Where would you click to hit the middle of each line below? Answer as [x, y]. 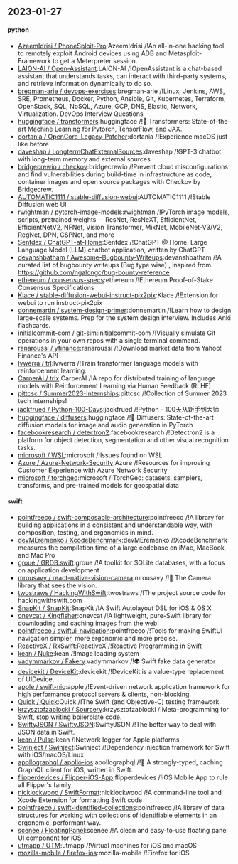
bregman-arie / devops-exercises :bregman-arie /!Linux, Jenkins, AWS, [121, 91]
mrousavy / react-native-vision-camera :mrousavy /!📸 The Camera [114, 577]
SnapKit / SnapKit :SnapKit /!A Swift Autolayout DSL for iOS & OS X [114, 608]
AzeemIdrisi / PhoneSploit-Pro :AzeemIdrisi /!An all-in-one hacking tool [121, 46]
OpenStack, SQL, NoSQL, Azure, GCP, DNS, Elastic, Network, [107, 106]
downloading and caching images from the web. [88, 623]
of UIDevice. [36, 679]
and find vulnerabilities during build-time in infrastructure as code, [114, 174]
